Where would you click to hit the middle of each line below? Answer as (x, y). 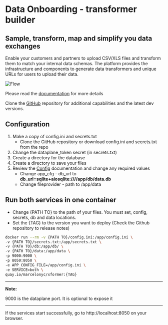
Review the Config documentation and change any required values (81, 168)
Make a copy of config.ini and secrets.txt (54, 136)
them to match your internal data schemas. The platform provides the (77, 63)
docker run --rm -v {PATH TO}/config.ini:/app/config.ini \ (69, 237)
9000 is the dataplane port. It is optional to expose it (59, 298)
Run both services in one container (61, 200)
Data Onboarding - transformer (71, 9)
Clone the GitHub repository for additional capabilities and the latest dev (79, 103)
